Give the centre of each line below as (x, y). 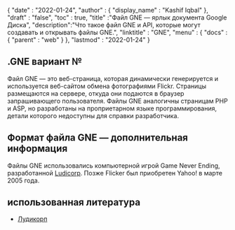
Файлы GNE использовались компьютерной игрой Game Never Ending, (114, 165)
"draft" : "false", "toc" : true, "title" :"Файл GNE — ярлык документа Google (117, 17)
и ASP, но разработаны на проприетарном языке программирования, (112, 108)
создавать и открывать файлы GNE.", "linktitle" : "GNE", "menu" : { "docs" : (117, 32)
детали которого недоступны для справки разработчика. (93, 115)
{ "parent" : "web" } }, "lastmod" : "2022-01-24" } (79, 40)
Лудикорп (32, 219)
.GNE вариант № (45, 62)
